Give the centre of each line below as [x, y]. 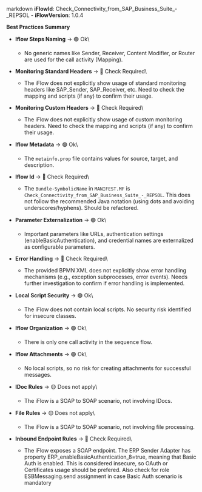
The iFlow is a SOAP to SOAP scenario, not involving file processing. [109, 427]
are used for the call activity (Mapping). [73, 59]
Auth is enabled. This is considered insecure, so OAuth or [96, 463]
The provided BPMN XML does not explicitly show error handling [105, 270]
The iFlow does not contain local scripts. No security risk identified [108, 309]
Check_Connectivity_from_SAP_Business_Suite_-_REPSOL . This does [107, 195]
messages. [38, 375]
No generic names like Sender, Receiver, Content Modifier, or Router [109, 53]
